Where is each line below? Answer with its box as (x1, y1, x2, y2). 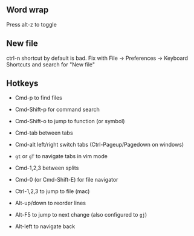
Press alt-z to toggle (6, 21, 57, 28)
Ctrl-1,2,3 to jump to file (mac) (15, 188, 90, 195)
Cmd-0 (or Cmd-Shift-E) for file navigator (15, 176, 118, 183)
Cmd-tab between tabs (15, 129, 74, 136)
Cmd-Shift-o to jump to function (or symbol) (15, 118, 125, 125)
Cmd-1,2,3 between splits (15, 164, 79, 171)
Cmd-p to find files (15, 94, 62, 101)
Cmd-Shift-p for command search (15, 106, 100, 113)
